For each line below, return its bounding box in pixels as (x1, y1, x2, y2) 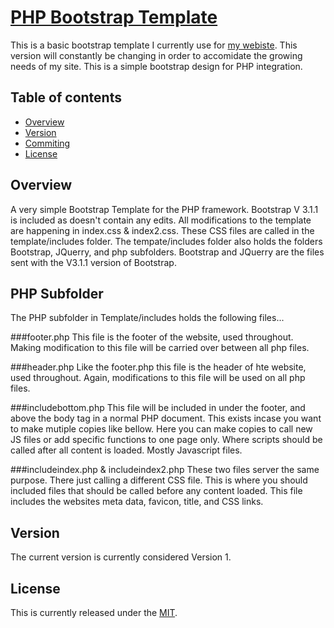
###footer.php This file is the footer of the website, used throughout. (10, 331, 294, 343)
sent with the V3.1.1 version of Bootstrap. (10, 256, 177, 268)
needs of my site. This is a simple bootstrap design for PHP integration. (10, 60, 303, 72)
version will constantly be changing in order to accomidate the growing (10, 49, 303, 61)
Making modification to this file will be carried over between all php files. (10, 342, 310, 354)
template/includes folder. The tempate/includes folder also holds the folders (10, 235, 323, 247)
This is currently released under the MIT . (10, 607, 178, 618)
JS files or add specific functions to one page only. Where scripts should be (10, 434, 323, 446)
